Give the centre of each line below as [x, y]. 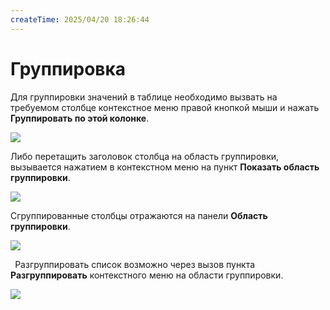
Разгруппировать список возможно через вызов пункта [135, 264]
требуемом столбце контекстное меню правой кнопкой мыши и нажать [165, 107]
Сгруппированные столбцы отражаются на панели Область [139, 215]
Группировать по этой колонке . [80, 118]
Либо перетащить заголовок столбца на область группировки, [145, 156]
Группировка [68, 68]
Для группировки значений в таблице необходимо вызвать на [144, 97]
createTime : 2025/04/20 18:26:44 [80, 19]
